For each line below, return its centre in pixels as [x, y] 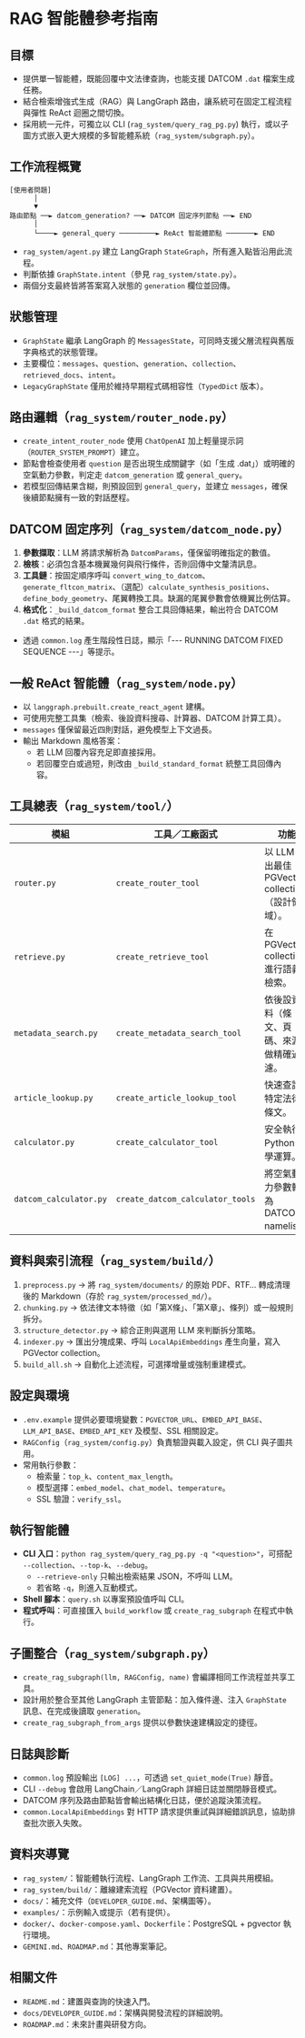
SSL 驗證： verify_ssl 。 [81, 1499]
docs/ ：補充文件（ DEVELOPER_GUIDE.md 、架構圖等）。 [119, 1901]
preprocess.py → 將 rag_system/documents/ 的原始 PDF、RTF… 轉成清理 [156, 1284]
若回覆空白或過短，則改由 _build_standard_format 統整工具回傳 [155, 764]
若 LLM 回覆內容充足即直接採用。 [98, 752]
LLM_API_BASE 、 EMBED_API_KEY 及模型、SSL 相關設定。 [123, 1431]
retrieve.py [40, 957]
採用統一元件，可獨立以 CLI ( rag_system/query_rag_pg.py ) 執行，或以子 [155, 124]
